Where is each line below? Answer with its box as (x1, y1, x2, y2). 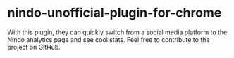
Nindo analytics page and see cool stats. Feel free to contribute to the (7, 35, 210, 43)
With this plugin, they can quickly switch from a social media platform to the (7, 28, 228, 36)
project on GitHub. (7, 43, 61, 51)
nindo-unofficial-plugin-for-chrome (7, 5, 222, 21)
